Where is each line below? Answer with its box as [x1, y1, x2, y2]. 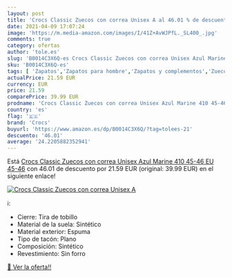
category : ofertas [7, 42, 60, 49]
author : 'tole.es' [7, 49, 60, 56]
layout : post [7, 10, 45, 17]
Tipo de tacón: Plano [17, 235, 77, 244]
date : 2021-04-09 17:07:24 [7, 23, 85, 30]
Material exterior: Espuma [17, 228, 91, 236]
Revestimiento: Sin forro [17, 250, 86, 258]
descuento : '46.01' [7, 132, 64, 139]
